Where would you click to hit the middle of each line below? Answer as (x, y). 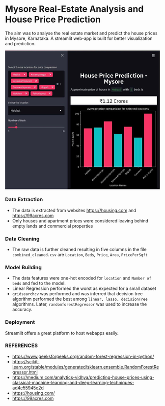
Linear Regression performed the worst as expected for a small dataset (84, 288)
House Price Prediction (53, 19)
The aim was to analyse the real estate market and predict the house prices (82, 33)
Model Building (23, 267)
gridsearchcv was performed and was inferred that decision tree (77, 294)
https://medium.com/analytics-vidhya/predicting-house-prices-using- (83, 377)
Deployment (20, 322)
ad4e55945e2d (28, 388)
